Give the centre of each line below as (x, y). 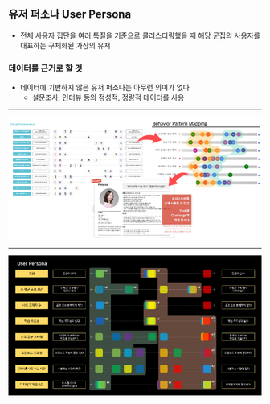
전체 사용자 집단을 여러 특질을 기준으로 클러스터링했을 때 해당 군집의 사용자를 (140, 35)
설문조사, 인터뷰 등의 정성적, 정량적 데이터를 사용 (108, 97)
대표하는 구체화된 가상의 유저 (65, 45)
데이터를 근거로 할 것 (45, 68)
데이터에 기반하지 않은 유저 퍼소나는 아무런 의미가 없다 (105, 88)
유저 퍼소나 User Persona (70, 14)
